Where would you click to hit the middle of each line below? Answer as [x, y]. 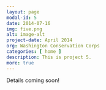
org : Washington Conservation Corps [53, 46]
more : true [20, 63]
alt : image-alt [26, 35]
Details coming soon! [33, 80]
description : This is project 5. [49, 57]
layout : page [23, 12]
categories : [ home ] [34, 52]
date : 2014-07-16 [28, 23]
